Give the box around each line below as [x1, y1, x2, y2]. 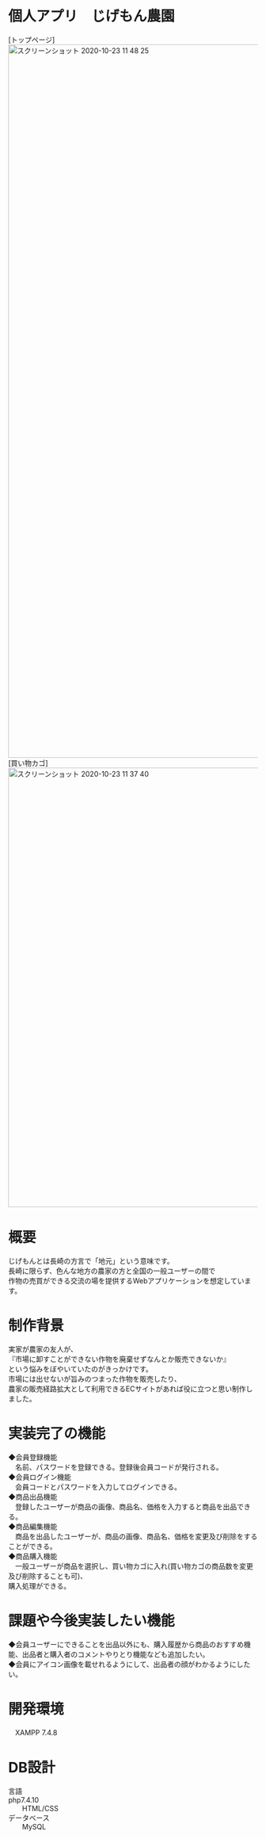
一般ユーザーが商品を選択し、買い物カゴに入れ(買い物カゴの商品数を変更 [14, 1561, 253, 1570]
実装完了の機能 [8, 1424, 106, 1443]
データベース [8, 1813, 50, 1822]
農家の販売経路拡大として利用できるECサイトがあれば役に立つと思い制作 [8, 1384, 246, 1394]
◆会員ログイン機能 [8, 1472, 71, 1482]
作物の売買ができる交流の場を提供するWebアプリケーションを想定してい [8, 1275, 245, 1285]
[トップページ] [8, 35, 55, 44]
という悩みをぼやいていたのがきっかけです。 [8, 1364, 153, 1374]
